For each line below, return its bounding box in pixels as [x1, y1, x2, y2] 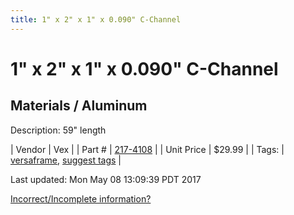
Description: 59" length [10, 124, 107, 136]
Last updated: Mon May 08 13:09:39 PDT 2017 [10, 173, 202, 185]
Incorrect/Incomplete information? [10, 192, 152, 205]
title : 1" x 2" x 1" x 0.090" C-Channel [10, 14, 182, 25]
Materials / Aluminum [10, 97, 148, 115]
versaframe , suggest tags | [10, 154, 122, 166]
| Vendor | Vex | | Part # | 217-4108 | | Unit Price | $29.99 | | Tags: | [10, 143, 285, 155]
